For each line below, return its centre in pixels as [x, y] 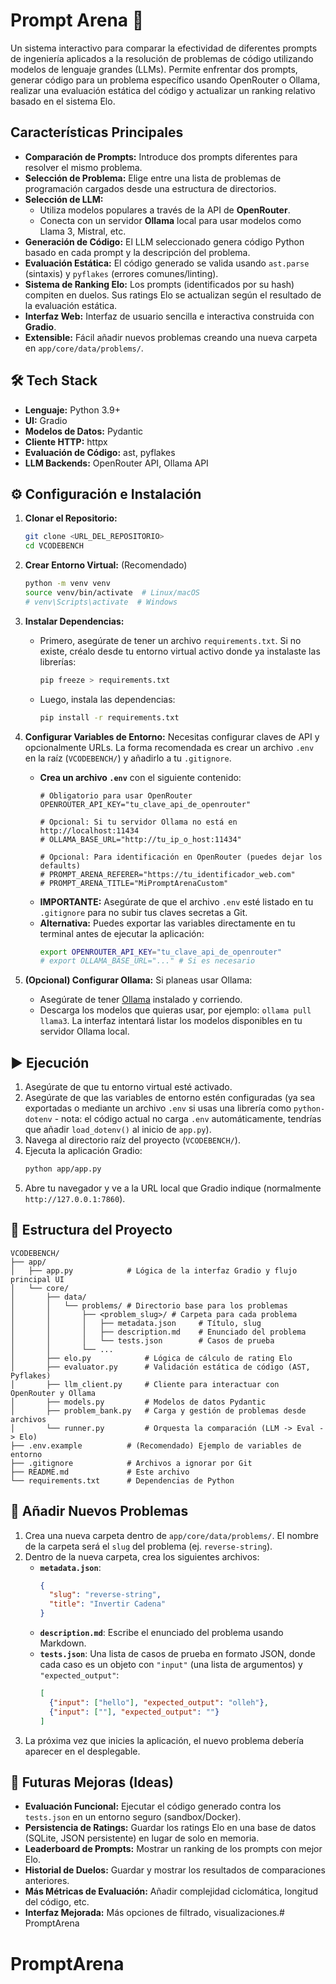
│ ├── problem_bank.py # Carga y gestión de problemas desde [158, 1410]
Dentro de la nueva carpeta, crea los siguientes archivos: [142, 1556]
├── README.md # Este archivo [100, 1472]
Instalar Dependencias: [74, 621]
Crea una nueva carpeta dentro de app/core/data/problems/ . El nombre [171, 1535]
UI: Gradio [46, 420]
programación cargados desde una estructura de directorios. [150, 188]
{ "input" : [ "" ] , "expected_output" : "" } [134, 1712]
